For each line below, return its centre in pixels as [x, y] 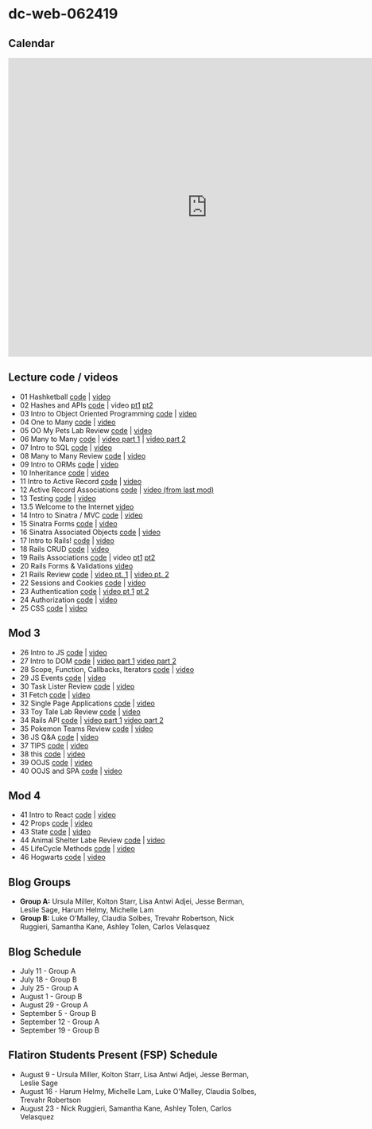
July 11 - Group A [48, 971]
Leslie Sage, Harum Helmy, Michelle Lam [87, 910]
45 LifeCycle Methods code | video [77, 849]
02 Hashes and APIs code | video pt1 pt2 [86, 405]
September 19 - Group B [59, 1030]
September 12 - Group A [60, 1022]
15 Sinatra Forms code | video [68, 523]
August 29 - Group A [54, 1005]
